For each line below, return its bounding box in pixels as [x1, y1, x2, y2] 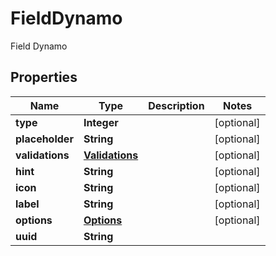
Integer [83, 115, 119, 129]
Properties [10, 69, 78, 86]
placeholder [15, 132, 74, 146]
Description [148, 98, 205, 112]
